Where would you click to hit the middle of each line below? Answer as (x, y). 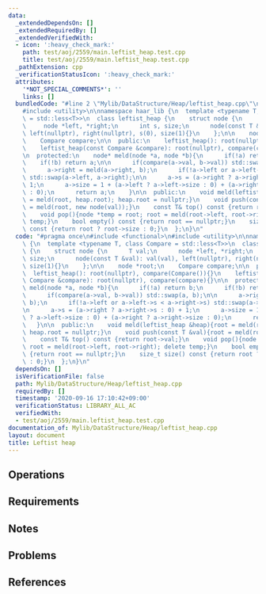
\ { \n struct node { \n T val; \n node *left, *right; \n (138, 251)
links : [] (39, 97)
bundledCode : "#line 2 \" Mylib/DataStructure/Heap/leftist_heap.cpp (131, 104)
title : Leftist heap (42, 443)
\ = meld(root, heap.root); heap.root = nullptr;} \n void (125, 200)
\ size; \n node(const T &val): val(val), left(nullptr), (127, 258)
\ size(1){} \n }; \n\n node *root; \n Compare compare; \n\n (136, 266)
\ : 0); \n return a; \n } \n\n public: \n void (118, 192)
